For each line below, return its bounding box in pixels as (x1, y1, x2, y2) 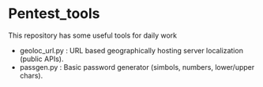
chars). (19, 71, 43, 80)
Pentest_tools (8, 5, 100, 23)
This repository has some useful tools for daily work (8, 31, 178, 40)
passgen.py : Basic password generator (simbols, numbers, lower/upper (19, 62, 255, 71)
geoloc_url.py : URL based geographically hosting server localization (19, 45, 243, 55)
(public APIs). (19, 54, 64, 63)
